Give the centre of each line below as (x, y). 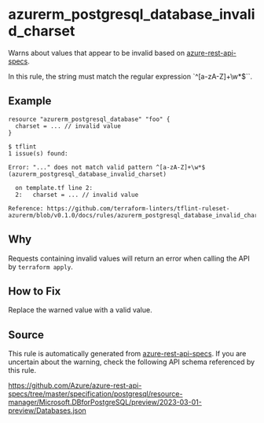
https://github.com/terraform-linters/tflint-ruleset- (138, 208)
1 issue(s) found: (38, 153)
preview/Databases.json (47, 410)
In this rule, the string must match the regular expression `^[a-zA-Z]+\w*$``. (130, 76)
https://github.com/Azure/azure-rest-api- (75, 385)
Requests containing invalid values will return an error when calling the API (129, 258)
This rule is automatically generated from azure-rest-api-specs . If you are (127, 354)
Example (30, 101)
